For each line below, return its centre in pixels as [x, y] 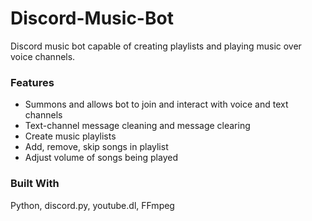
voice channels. [43, 56]
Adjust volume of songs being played [101, 158]
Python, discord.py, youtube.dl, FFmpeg [92, 205]
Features [32, 82]
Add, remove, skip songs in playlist [96, 147]
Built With [35, 184]
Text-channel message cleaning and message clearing [137, 126]
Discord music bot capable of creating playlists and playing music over [156, 46]
